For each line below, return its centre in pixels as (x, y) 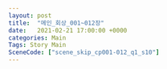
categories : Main (37, 38)
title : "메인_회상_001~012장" (56, 23)
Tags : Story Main (37, 45)
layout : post (30, 15)
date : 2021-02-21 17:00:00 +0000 (68, 30)
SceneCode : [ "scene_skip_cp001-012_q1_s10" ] (84, 52)
